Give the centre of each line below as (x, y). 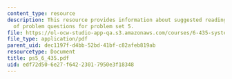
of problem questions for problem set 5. (74, 26)
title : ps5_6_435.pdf (38, 58)
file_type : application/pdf (48, 39)
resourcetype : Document (41, 52)
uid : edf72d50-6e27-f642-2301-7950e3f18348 (71, 65)
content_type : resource (41, 13)
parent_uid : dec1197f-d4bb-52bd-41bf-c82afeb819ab (81, 45)
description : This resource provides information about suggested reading (117, 20)
